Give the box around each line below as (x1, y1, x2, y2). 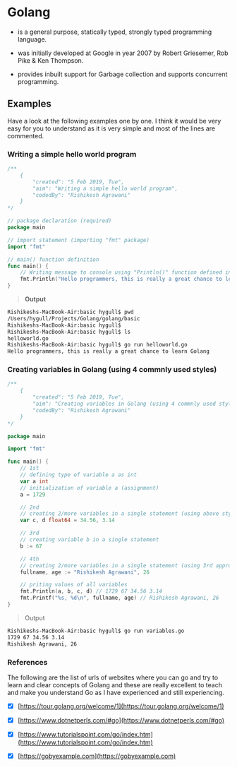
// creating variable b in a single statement (20, 536, 159, 543)
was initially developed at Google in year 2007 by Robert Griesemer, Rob (17, 49, 229, 57)
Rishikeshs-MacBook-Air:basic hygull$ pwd (7, 308, 134, 316)
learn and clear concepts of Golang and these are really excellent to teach (7, 680, 222, 689)
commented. (7, 131, 44, 140)
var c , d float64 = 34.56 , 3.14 (20, 517, 115, 524)
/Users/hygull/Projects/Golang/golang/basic (7, 315, 140, 322)
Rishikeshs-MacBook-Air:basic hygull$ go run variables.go (7, 627, 185, 634)
